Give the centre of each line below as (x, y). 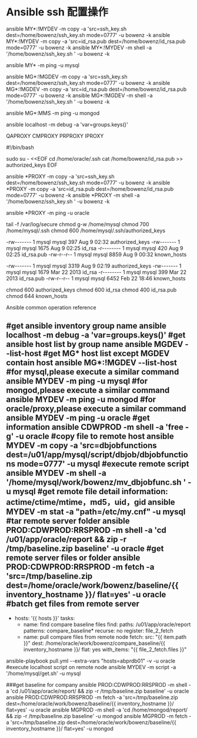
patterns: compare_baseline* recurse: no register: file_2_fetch (98, 630)
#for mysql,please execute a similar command (93, 372)
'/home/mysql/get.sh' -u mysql (44, 673)
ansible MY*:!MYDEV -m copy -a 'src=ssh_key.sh (66, 29)
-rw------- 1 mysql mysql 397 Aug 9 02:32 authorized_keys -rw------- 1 (93, 241)
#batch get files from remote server (73, 604)
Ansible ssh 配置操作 (57, 12)
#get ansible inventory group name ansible (86, 326)
